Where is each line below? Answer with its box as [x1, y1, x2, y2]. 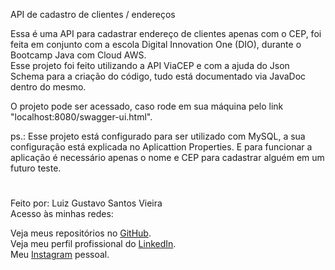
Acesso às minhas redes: [10, 208, 114, 220]
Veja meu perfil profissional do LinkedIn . [10, 238, 177, 250]
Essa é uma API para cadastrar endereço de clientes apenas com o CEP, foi [10, 28, 322, 39]
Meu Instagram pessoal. [10, 249, 110, 261]
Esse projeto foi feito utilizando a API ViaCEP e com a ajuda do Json [10, 60, 290, 71]
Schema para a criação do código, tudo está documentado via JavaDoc [10, 70, 307, 82]
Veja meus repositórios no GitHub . [10, 227, 152, 239]
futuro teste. [10, 162, 62, 174]
